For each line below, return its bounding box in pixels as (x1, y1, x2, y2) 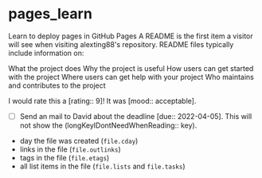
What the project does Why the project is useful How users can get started (8, 63, 254, 73)
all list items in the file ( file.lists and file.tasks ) (19, 161, 186, 171)
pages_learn (8, 5, 93, 23)
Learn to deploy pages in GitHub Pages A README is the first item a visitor (8, 31, 253, 41)
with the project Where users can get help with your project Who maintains (8, 72, 255, 81)
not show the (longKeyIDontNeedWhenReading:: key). (19, 121, 197, 130)
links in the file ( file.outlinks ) (19, 144, 121, 154)
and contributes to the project (8, 81, 106, 90)
